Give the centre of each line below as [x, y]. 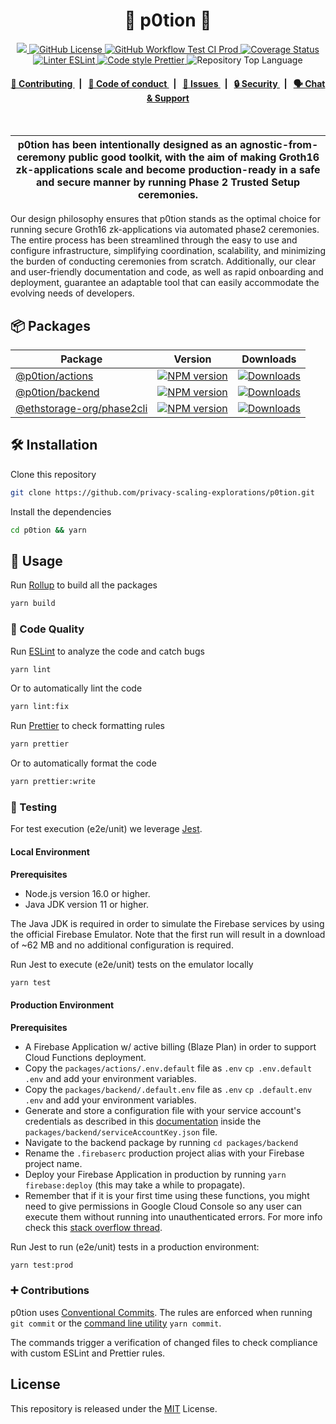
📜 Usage [36, 560]
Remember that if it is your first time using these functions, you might [167, 1195]
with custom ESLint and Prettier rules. [88, 1353]
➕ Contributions [50, 1291]
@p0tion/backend [57, 392]
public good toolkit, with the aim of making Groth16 [194, 157]
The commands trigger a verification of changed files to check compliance [164, 1342]
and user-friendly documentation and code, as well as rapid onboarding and [167, 272]
